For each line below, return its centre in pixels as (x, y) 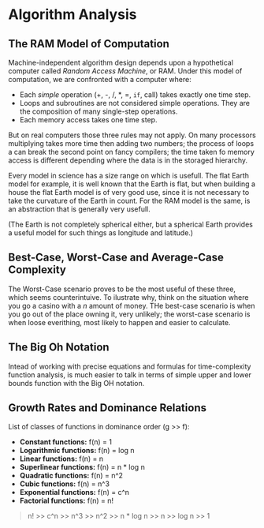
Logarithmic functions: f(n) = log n (77, 451)
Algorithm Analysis (73, 15)
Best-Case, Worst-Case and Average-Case (116, 258)
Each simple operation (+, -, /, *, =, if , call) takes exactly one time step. (135, 95)
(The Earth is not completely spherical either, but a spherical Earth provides (131, 224)
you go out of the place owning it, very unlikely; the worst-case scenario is (129, 314)
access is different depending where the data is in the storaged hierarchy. (128, 160)
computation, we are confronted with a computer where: (100, 79)
